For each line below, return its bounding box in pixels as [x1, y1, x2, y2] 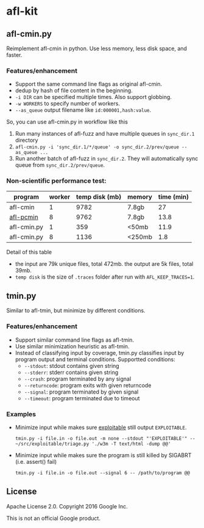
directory [15, 136, 38, 144]
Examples [6, 409, 37, 418]
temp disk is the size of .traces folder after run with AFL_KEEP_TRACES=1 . [15, 273, 195, 280]
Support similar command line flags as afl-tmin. [15, 336, 135, 343]
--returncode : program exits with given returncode [24, 381, 152, 389]
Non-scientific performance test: [6, 177, 107, 185]
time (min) [158, 193, 189, 201]
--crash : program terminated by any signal [24, 375, 132, 383]
